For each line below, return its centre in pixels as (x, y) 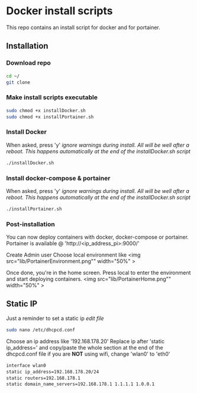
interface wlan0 (26, 365)
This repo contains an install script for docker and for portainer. (83, 27)
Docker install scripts (59, 11)
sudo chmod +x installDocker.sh (46, 110)
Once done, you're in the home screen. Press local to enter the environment (98, 273)
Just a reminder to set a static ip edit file (55, 318)
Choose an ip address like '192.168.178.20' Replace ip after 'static (85, 341)
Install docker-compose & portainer (58, 178)
